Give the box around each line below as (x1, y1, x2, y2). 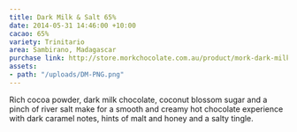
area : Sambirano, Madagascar (9, 46, 117, 55)
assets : (9, 62, 38, 71)
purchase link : (9, 54, 65, 62)
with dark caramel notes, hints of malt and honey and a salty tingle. (9, 113, 254, 123)
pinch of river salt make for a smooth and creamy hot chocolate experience (9, 103, 284, 114)
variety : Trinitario (9, 37, 86, 47)
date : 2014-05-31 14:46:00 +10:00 (9, 21, 137, 30)
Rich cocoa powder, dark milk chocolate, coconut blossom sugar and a (9, 94, 268, 105)
